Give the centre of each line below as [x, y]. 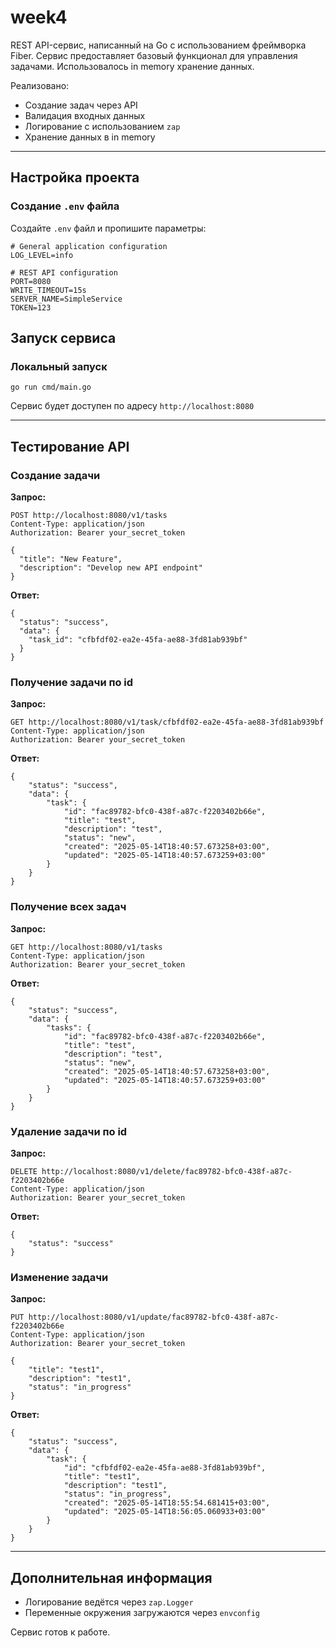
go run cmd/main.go [51, 387]
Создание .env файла [65, 206]
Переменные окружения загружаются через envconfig [142, 1612]
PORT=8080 [31, 281]
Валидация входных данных [85, 115]
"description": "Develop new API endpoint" [111, 568]
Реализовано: [40, 85]
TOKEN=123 [31, 307]
